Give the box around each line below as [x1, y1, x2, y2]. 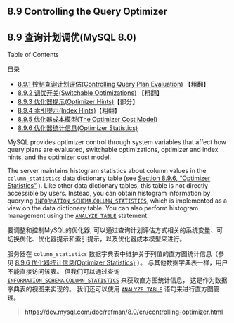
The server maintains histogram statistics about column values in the [7, 167, 207, 175]
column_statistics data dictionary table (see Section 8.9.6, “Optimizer [7, 174, 211, 182]
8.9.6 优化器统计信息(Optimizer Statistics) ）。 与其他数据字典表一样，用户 [15, 258, 228, 267]
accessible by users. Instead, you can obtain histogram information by [7, 189, 211, 198]
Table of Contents [7, 51, 60, 59]
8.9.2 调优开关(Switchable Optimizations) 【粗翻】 [17, 89, 164, 97]
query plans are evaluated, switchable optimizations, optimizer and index [7, 146, 219, 154]
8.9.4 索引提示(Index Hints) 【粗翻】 [17, 106, 121, 115]
